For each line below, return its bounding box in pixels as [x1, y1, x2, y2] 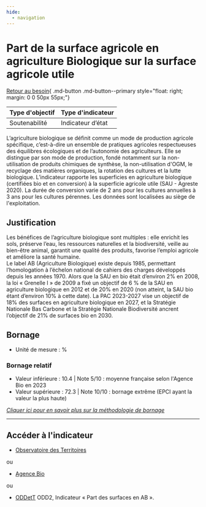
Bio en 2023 [15, 381, 47, 389]
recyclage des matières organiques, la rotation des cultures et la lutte [6, 167, 181, 175]
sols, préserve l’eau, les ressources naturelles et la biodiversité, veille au [6, 240, 189, 248]
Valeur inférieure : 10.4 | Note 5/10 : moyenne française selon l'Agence [15, 375, 193, 383]
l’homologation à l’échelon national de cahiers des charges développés [6, 266, 186, 273]
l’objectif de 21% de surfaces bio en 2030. [6, 312, 113, 319]
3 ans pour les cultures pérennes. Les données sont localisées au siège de [6, 193, 195, 200]
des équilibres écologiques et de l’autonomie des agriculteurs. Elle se [6, 148, 181, 155]
